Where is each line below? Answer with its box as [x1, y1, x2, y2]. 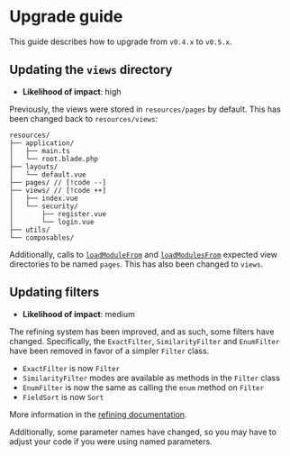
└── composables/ [9, 233, 75, 242]
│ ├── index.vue [9, 194, 78, 203]
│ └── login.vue [9, 217, 95, 226]
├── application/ [9, 138, 75, 148]
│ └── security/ [9, 201, 78, 211]
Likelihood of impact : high [22, 86, 122, 96]
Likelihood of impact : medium [22, 308, 135, 319]
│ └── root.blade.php [9, 154, 99, 163]
